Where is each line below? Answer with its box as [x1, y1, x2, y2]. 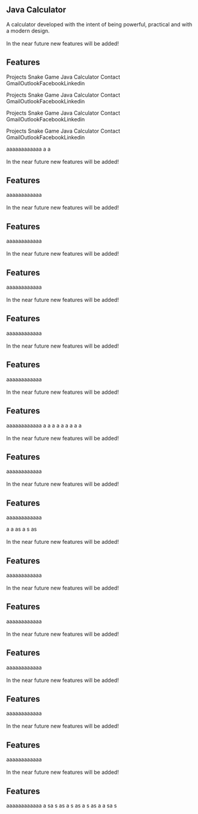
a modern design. [6, 27, 50, 34]
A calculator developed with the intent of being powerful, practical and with [6, 20, 193, 28]
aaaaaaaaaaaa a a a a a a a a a [6, 421, 82, 429]
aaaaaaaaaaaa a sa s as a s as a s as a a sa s [6, 802, 117, 809]
